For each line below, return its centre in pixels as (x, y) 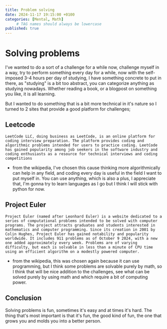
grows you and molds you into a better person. (53, 321)
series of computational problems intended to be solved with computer (81, 221)
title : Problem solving (30, 10)
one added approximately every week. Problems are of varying (71, 243)
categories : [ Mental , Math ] (34, 19)
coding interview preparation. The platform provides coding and (74, 141)
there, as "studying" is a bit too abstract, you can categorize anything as (80, 83)
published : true (22, 29)
